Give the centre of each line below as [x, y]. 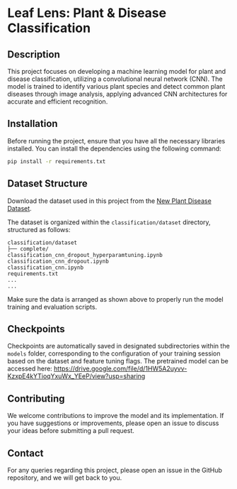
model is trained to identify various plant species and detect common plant [116, 86]
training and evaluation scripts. [52, 307]
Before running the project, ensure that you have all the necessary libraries [116, 141]
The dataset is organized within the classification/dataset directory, [109, 222]
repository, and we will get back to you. [65, 478]
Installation [33, 124]
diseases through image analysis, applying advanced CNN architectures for [117, 94]
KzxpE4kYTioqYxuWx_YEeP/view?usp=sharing [76, 376]
